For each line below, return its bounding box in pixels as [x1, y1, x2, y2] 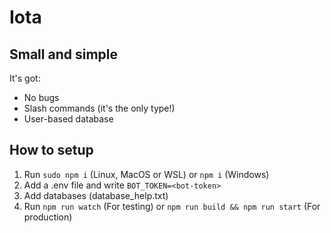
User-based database [23, 113, 114, 125]
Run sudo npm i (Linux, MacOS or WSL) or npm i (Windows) [23, 168, 270, 180]
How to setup [9, 142, 94, 159]
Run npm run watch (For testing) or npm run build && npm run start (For [23, 200, 321, 212]
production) [23, 211, 73, 223]
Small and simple [9, 46, 118, 63]
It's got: [9, 72, 41, 84]
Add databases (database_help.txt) [23, 189, 169, 201]
